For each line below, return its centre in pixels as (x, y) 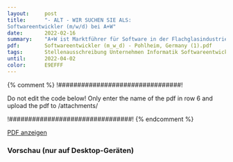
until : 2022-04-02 (42, 59)
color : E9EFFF (35, 65)
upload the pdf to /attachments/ (53, 105)
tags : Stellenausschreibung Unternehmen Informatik (93, 53)
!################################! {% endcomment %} (101, 119)
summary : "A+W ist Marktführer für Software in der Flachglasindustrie (118, 39)
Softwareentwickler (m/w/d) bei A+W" (62, 26)
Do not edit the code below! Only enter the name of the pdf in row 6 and (110, 98)
